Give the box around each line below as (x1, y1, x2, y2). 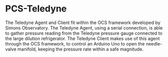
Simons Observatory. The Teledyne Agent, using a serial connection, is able (5, 24, 163, 30)
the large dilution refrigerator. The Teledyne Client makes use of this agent (5, 35, 160, 41)
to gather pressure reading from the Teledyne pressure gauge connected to (5, 30, 163, 36)
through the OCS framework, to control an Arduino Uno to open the (5, 40, 145, 46)
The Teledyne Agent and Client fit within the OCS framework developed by (5, 19, 160, 25)
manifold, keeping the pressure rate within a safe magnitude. (17, 46, 144, 52)
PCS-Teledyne (5, 3, 67, 14)
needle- (145, 40, 162, 46)
